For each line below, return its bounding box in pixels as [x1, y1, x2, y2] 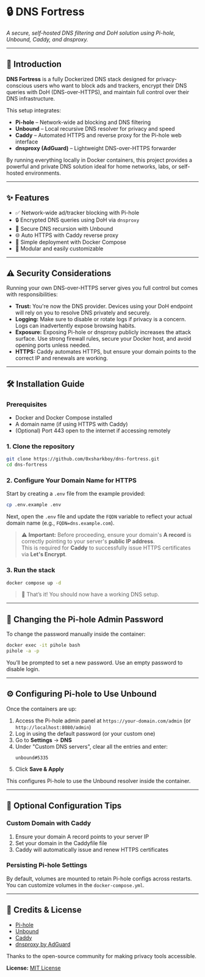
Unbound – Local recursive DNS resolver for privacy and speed [15, 125, 175, 132]
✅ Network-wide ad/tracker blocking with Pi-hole [15, 209, 139, 216]
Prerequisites [6, 400, 47, 409]
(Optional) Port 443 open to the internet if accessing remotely [15, 427, 171, 434]
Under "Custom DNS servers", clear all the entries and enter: [15, 743, 168, 750]
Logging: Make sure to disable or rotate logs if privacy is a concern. [15, 316, 186, 323]
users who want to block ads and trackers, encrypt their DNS [33, 82, 187, 89]
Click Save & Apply [15, 765, 64, 772]
